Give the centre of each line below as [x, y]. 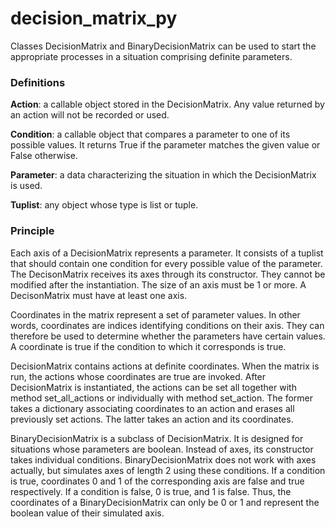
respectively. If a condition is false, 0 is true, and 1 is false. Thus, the [151, 491]
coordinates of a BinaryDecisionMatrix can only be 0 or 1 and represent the [165, 502]
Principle [32, 231]
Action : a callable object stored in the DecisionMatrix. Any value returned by [167, 104]
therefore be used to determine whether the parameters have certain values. [168, 336]
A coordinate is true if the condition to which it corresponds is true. [148, 346]
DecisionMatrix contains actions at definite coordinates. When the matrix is [165, 366]
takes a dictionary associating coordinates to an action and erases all [152, 408]
